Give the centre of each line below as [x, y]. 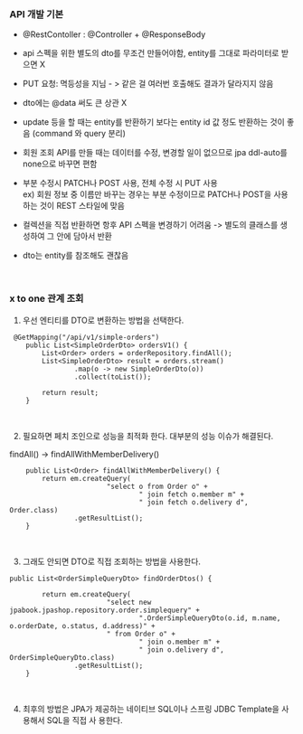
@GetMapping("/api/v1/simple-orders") [86, 337]
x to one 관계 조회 [47, 298]
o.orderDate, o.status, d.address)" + [82, 626]
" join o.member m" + [180, 642]
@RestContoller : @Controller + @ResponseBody [114, 34]
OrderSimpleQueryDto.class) [62, 657]
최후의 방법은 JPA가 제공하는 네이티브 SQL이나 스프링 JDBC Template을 [151, 709]
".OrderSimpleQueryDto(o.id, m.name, [210, 618]
